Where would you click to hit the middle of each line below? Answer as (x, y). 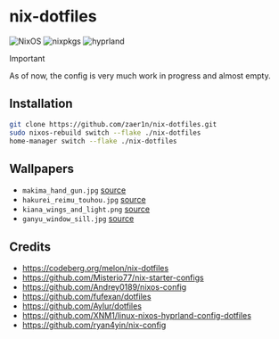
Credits (30, 247)
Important (27, 58)
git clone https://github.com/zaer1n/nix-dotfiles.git (113, 124)
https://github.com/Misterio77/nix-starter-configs (113, 277)
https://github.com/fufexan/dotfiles (86, 297)
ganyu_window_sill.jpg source (78, 219)
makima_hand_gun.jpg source (74, 190)
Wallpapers (41, 168)
